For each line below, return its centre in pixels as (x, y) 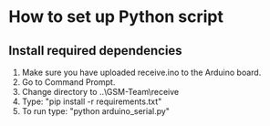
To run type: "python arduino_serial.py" (96, 111)
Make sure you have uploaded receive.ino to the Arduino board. (141, 72)
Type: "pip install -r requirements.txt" (92, 101)
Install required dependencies (96, 51)
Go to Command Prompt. (68, 82)
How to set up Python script (116, 17)
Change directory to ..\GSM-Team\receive (100, 92)
